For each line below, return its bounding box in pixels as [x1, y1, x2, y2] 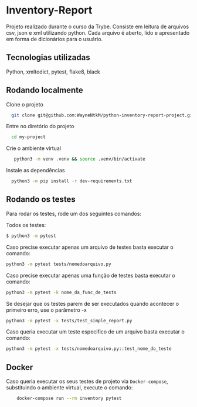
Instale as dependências [6, 167, 65, 174]
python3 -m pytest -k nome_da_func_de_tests [6, 289, 117, 295]
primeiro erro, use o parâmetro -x [6, 306, 87, 313]
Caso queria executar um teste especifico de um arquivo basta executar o [6, 328, 185, 335]
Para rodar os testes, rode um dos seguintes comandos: [6, 210, 142, 217]
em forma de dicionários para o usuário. [6, 35, 103, 42]
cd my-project [11, 134, 46, 140]
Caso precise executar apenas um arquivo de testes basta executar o [6, 243, 174, 251]
